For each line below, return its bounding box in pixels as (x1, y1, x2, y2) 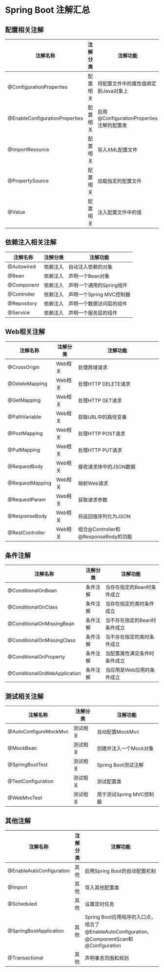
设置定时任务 (84, 901, 115, 908)
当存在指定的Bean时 (105, 584, 151, 591)
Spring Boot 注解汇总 (5, 4, 90, 16)
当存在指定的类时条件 (105, 600, 155, 607)
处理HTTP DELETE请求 (78, 381, 131, 387)
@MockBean (7, 745, 37, 752)
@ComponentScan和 (84, 936, 133, 943)
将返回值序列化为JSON (78, 513, 131, 520)
